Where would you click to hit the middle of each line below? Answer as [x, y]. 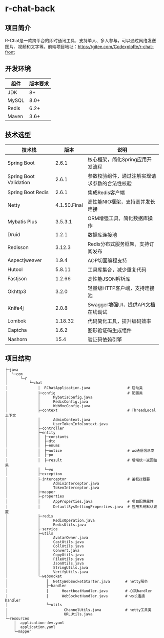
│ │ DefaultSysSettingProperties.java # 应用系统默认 [79, 507]
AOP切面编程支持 [107, 260]
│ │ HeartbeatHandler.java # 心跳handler [79, 591]
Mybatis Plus [22, 221]
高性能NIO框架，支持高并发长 [121, 201]
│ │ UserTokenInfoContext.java [57, 424]
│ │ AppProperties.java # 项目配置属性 [79, 502]
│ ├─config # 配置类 [74, 393]
